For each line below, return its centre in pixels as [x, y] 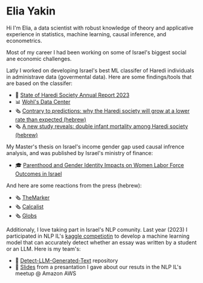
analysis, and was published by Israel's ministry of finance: [80, 153]
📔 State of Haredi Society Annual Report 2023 [72, 95]
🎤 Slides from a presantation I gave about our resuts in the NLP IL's [98, 267]
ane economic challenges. [39, 59]
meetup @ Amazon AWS [46, 273]
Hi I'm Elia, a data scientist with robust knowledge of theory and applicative [100, 28]
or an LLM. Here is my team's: [43, 249]
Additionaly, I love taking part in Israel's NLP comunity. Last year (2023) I [97, 229]
